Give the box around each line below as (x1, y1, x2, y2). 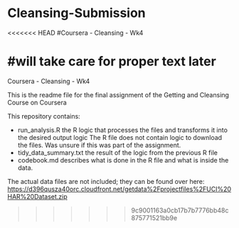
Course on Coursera (7, 98, 68, 107)
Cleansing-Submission (7, 5, 146, 21)
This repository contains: (7, 112, 80, 120)
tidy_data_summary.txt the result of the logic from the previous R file (17, 148, 218, 157)
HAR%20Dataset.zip (7, 192, 68, 200)
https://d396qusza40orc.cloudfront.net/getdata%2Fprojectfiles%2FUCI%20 (7, 185, 232, 193)
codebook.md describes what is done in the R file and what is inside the (17, 156, 229, 164)
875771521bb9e (131, 213, 178, 222)
